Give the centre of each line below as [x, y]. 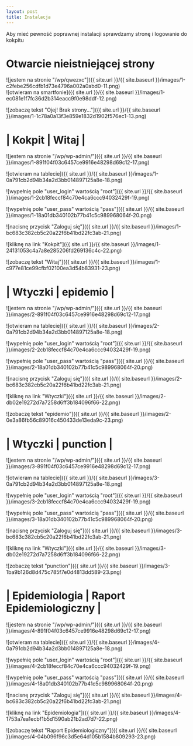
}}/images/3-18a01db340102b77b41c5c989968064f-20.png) [80, 519]
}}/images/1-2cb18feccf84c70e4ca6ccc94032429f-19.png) [78, 198]
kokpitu [15, 40]
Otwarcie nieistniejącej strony [80, 64]
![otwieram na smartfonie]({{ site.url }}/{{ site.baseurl [70, 92]
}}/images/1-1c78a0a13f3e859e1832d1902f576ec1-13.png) [76, 116]
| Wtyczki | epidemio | [61, 292]
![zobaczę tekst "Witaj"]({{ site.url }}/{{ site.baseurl [68, 262]
